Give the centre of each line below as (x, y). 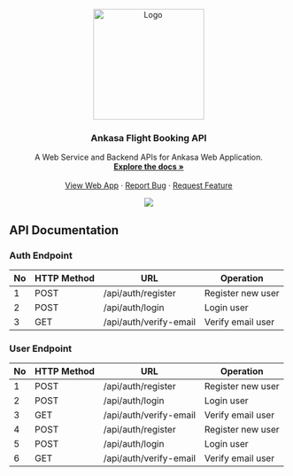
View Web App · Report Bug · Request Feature (149, 185)
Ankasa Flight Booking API (149, 137)
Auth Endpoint (41, 255)
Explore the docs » (149, 167)
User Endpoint (41, 348)
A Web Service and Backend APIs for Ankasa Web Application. (149, 157)
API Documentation (64, 230)
